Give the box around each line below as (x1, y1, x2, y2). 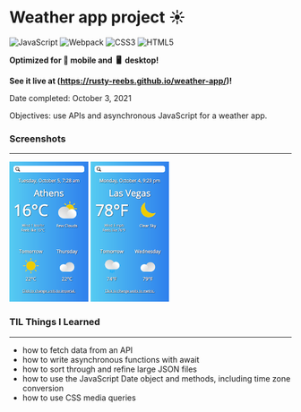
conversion (21, 382, 64, 393)
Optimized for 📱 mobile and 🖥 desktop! (9, 55, 159, 65)
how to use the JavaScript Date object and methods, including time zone (21, 373, 291, 383)
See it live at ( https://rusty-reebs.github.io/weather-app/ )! (9, 75, 233, 86)
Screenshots (9, 133, 66, 145)
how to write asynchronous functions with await (21, 354, 200, 365)
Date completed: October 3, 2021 (9, 92, 132, 103)
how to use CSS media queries (21, 392, 136, 403)
